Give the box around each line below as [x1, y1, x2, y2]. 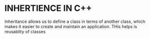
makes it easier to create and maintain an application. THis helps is [4, 23, 137, 29]
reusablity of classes [4, 29, 46, 34]
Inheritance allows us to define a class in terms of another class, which [4, 19, 146, 24]
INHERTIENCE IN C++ [4, 3, 92, 14]
